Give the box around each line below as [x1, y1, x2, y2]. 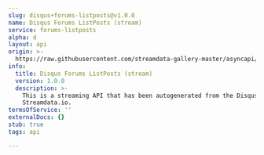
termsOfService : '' [8, 106, 72, 114]
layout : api [8, 41, 47, 49]
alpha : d [8, 33, 37, 41]
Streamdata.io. [22, 99, 72, 106]
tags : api [8, 128, 41, 135]
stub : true [8, 121, 44, 128]
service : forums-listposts [8, 26, 97, 34]
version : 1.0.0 [15, 77, 65, 85]
